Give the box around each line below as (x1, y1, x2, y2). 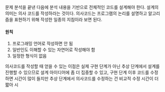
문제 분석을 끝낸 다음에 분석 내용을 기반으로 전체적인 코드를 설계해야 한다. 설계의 (5, 4, 159, 10)
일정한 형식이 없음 (12, 53, 47, 59)
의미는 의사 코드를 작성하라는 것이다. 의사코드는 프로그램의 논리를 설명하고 (5, 10, 147, 16)
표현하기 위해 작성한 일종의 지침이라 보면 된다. (14, 17, 102, 22)
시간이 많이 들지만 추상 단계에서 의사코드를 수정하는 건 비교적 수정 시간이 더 (14, 76, 159, 82)
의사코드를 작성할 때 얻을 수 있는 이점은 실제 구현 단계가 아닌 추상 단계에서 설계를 (5, 63, 160, 69)
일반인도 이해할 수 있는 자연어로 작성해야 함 (12, 47, 96, 53)
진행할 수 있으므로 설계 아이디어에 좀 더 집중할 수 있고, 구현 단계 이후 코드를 (5, 69, 149, 75)
